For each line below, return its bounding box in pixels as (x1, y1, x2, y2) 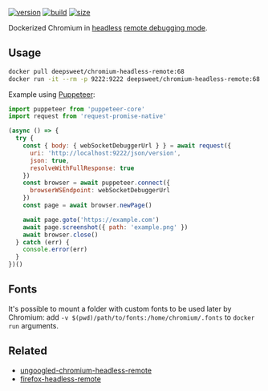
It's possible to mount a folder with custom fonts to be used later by (8, 304, 232, 313)
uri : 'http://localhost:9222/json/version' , (29, 149, 181, 157)
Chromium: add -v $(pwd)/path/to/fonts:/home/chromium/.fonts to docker (8, 312, 255, 322)
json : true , (29, 156, 70, 164)
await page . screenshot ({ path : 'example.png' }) (22, 223, 189, 232)
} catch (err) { (15, 238, 70, 246)
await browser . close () (22, 231, 99, 239)
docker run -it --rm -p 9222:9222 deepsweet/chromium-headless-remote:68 (8, 75, 261, 83)
